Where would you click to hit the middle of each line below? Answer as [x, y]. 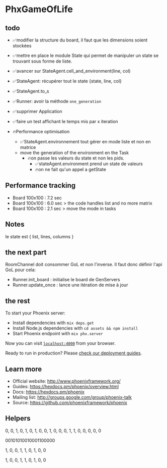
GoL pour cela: [21, 270]
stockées [22, 46]
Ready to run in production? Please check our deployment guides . [74, 353]
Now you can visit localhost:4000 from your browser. [60, 343]
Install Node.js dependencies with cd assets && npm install [75, 328]
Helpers [18, 418]
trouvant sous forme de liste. [42, 61]
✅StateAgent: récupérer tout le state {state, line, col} [67, 81]
